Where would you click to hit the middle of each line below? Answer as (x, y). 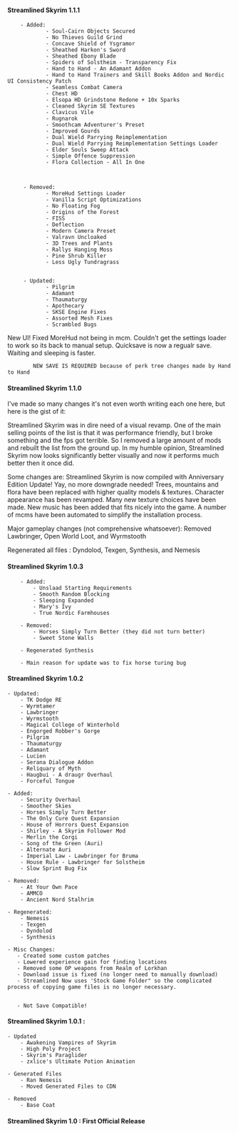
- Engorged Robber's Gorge (60, 731)
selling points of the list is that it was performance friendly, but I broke (110, 433)
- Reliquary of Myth (51, 768)
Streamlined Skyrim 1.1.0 (45, 388)
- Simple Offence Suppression (90, 156)
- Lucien (33, 756)
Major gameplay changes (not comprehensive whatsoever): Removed (109, 529)
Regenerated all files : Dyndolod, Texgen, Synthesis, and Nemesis (104, 550)
